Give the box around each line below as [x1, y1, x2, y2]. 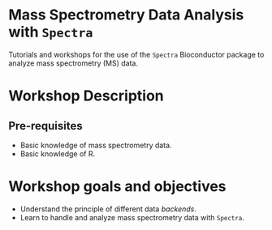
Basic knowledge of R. [19, 148, 96, 159]
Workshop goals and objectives [8, 177, 227, 196]
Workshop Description [8, 87, 164, 105]
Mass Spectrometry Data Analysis [8, 6, 244, 24]
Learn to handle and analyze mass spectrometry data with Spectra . [19, 212, 245, 222]
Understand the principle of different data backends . [19, 204, 197, 214]
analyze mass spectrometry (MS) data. [8, 58, 138, 68]
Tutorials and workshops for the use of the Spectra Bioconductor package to [8, 49, 265, 59]
